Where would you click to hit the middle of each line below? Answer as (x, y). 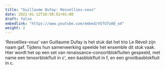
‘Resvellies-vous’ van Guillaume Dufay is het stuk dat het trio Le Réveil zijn (81, 42)
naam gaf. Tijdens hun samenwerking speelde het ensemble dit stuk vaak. (80, 47)
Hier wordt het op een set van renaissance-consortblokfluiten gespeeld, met (83, 53)
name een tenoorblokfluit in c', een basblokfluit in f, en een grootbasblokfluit (82, 58)
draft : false (18, 19)
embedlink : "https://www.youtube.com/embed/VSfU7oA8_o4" (65, 23)
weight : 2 (15, 28)
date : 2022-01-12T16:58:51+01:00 (39, 14)
